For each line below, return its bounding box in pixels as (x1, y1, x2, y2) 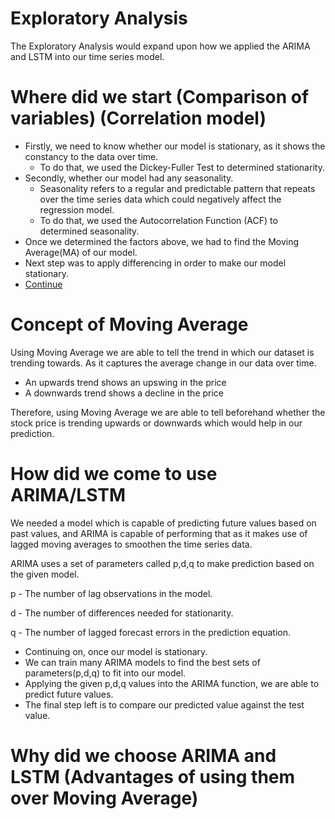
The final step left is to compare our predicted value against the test (24, 698, 305, 711)
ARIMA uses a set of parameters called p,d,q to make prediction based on (10, 557, 315, 569)
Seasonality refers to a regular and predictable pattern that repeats (39, 182, 316, 194)
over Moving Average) (10, 787, 199, 809)
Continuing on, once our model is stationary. (24, 645, 208, 657)
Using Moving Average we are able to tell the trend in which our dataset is (10, 346, 315, 358)
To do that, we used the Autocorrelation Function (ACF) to (39, 214, 278, 226)
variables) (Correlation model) (10, 107, 267, 130)
